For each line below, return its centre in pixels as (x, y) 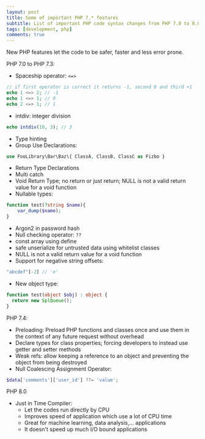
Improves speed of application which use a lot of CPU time (98, 416)
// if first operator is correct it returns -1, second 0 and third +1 (99, 87)
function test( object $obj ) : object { (57, 295)
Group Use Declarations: (46, 145)
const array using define (46, 241)
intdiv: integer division (43, 116)
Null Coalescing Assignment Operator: (63, 369)
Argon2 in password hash (48, 228)
